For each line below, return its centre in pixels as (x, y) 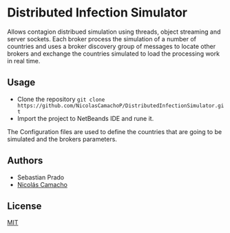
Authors (25, 160)
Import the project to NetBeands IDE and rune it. (85, 118)
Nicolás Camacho (42, 184)
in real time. (24, 60)
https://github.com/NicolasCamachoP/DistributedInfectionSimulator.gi (121, 106)
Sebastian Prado (40, 177)
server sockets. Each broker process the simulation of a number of (102, 38)
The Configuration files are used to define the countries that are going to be (115, 131)
